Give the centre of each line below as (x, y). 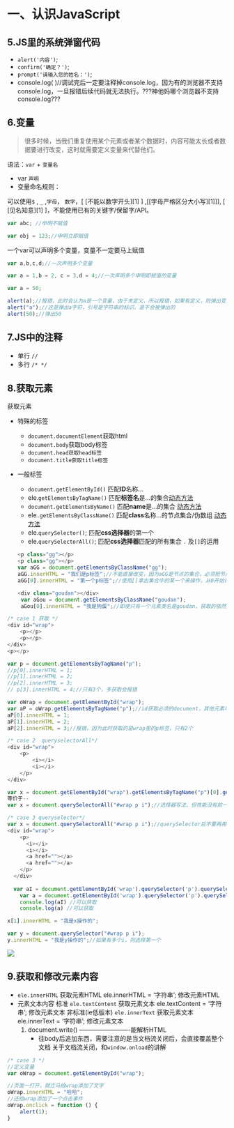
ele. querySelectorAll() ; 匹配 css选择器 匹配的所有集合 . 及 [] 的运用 (123, 542)
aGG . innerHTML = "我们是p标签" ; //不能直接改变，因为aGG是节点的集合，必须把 (119, 574)
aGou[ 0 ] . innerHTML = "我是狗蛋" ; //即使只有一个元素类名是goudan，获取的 (118, 606)
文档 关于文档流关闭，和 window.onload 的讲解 (102, 1047)
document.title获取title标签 (68, 461)
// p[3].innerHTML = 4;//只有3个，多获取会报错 (72, 690)
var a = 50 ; (24, 289)
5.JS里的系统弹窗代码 (54, 42)
